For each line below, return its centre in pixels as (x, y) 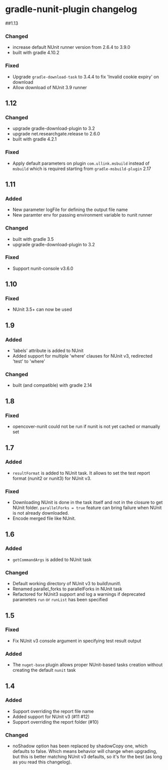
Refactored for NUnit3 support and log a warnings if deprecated (79, 594)
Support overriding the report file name (53, 711)
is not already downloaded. (41, 513)
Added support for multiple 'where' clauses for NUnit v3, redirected (82, 356)
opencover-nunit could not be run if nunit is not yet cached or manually (86, 427)
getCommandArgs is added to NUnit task (52, 559)
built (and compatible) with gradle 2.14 (52, 385)
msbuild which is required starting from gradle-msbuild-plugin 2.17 (82, 168)
